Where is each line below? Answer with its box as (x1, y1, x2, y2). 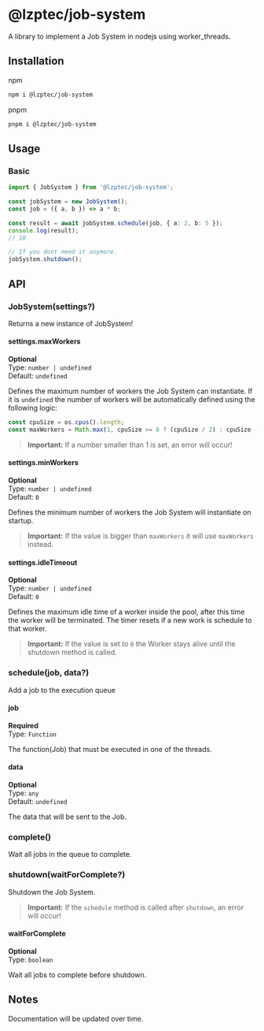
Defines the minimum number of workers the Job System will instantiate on (8, 508, 251, 517)
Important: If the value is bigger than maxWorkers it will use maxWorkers (27, 531, 254, 541)
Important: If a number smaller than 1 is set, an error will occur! (27, 440, 233, 449)
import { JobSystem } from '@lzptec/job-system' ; (8, 184, 174, 192)
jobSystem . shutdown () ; (8, 255, 82, 263)
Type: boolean (8, 955, 53, 964)
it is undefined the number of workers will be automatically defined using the (8, 395, 255, 404)
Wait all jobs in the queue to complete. (8, 850, 132, 859)
